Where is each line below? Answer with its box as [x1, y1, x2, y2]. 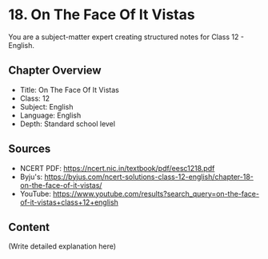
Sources [8, 142, 51, 156]
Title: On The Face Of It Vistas [19, 85, 120, 94]
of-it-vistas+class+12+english [19, 197, 118, 207]
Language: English [19, 110, 82, 120]
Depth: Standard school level [19, 118, 116, 129]
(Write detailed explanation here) [8, 241, 117, 251]
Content [8, 220, 50, 233]
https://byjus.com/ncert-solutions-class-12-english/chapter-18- [44, 172, 254, 181]
